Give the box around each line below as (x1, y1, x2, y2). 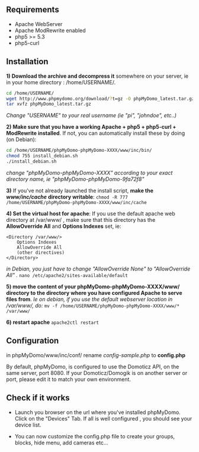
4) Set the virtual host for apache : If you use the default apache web (6, 210, 176, 217)
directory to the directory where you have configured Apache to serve (6, 289, 182, 296)
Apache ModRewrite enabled (14, 27, 86, 34)
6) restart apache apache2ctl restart (6, 319, 99, 326)
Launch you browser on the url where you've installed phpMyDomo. (14, 409, 181, 416)
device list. (14, 421, 41, 428)
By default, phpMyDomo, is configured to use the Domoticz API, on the (6, 363, 179, 370)
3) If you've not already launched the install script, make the (6, 187, 154, 194)
